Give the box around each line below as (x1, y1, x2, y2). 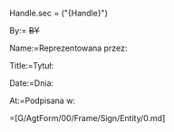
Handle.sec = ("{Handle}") (9, 8, 109, 18)
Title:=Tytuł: (9, 61, 54, 71)
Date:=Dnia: (9, 78, 54, 89)
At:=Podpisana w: (9, 95, 75, 106)
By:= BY (9, 25, 40, 35)
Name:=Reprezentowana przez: (9, 42, 128, 53)
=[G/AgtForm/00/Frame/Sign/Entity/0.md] (9, 113, 166, 123)
